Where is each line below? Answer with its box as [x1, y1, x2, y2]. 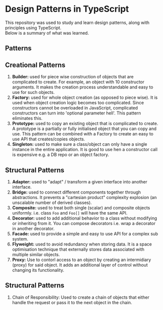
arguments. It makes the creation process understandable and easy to [12, 84, 154, 90]
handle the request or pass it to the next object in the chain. [12, 299, 132, 305]
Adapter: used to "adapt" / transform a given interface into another [12, 178, 147, 184]
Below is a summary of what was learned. [5, 30, 89, 36]
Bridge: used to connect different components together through [12, 189, 141, 195]
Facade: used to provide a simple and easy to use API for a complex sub [12, 231, 159, 237]
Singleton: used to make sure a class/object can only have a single [12, 141, 147, 147]
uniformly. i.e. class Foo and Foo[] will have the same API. [12, 210, 128, 216]
